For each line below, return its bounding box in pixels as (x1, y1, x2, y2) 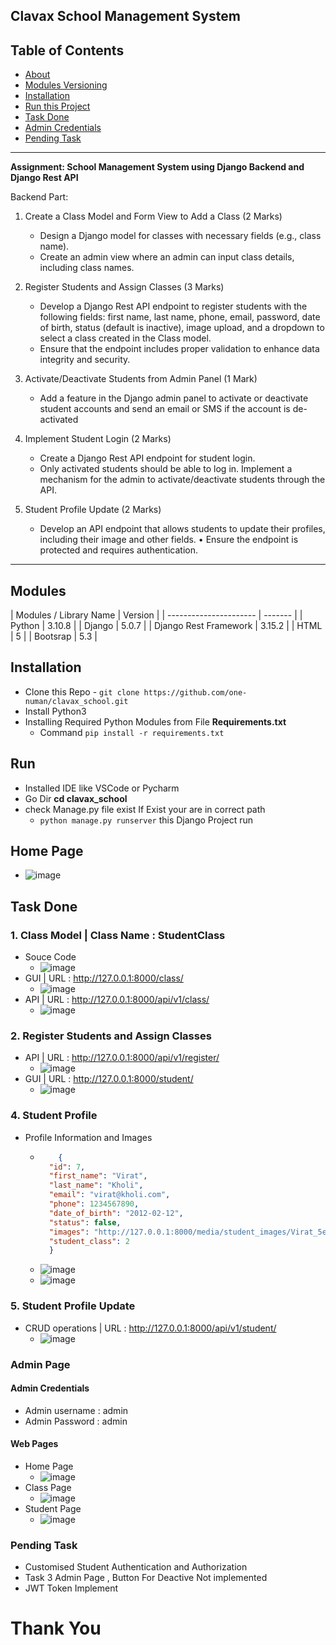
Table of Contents (10, 42, 125, 59)
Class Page (24, 1481, 72, 1493)
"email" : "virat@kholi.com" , (48, 1190, 171, 1200)
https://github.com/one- (143, 687, 248, 698)
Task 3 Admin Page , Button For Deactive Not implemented (24, 1572, 268, 1584)
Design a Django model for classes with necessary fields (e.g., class (39, 230, 322, 242)
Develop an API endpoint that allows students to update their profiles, (39, 523, 326, 535)
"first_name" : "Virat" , (48, 1171, 148, 1181)
